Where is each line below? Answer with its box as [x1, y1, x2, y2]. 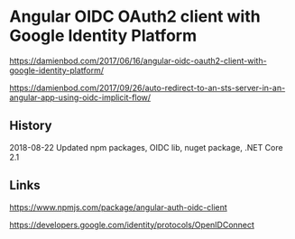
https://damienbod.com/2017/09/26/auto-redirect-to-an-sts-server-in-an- [9, 82, 286, 93]
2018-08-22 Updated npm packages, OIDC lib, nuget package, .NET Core [9, 142, 283, 152]
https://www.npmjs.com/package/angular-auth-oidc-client [9, 201, 227, 213]
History [9, 118, 52, 133]
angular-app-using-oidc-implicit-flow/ [9, 92, 152, 103]
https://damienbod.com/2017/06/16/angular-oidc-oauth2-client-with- [9, 55, 268, 66]
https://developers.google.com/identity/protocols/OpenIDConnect [9, 219, 255, 230]
